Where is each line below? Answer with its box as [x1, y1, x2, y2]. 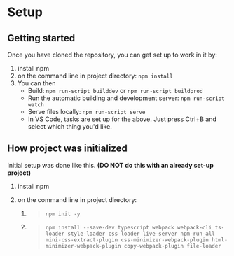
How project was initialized [7, 143, 128, 155]
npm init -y [45, 211, 81, 218]
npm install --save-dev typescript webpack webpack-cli [45, 224, 212, 231]
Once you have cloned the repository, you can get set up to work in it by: [7, 50, 217, 59]
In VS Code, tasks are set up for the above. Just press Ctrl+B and [27, 115, 217, 123]
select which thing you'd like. [27, 122, 112, 130]
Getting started [7, 32, 76, 44]
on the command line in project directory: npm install [17, 71, 173, 80]
